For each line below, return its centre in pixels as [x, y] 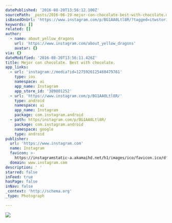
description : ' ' [24, 167]
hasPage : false [21, 182]
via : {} [14, 53]
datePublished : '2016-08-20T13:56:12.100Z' [52, 10]
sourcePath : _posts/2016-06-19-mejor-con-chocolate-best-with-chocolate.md [88, 15]
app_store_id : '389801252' [43, 91]
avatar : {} [26, 48]
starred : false [21, 172]
